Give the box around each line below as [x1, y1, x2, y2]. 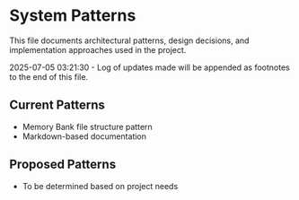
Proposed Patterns [9, 157, 117, 172]
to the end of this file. [9, 71, 88, 82]
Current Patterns [9, 98, 106, 113]
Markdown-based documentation [22, 131, 146, 142]
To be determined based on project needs [22, 180, 179, 191]
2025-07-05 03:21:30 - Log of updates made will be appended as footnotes [9, 62, 290, 73]
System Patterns [9, 5, 136, 26]
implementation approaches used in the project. [9, 44, 187, 55]
